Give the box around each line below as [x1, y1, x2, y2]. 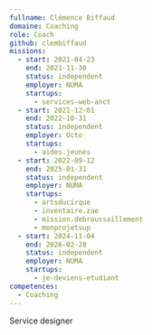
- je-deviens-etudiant [33, 274, 119, 283]
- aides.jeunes [33, 147, 91, 156]
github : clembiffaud [9, 38, 88, 48]
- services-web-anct [33, 97, 111, 107]
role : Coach [9, 30, 54, 39]
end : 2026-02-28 [25, 240, 88, 249]
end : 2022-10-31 [25, 114, 88, 123]
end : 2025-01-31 [25, 164, 88, 173]
